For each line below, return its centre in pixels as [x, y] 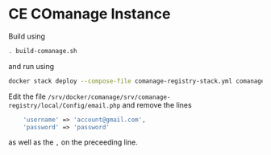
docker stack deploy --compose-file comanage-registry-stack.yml [120, 81]
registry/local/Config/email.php [65, 105]
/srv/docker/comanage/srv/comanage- [109, 97]
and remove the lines [157, 104]
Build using [27, 36]
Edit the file [27, 96]
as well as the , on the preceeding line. [73, 142]
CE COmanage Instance [90, 14]
